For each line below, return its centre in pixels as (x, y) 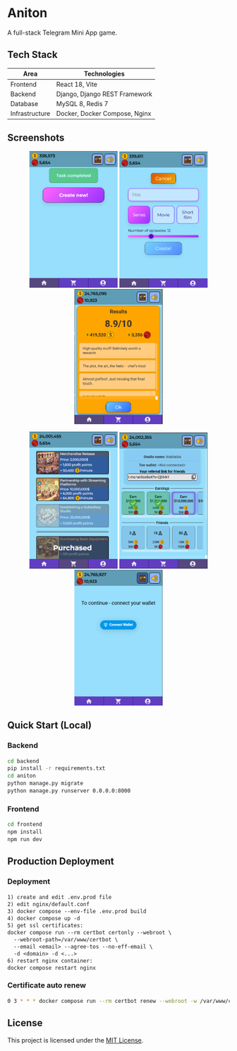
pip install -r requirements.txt (56, 768)
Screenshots (36, 138)
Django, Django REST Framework (104, 94)
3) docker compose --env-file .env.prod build (77, 911)
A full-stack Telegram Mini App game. (62, 33)
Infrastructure (30, 114)
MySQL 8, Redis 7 (82, 104)
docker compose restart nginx (52, 968)
